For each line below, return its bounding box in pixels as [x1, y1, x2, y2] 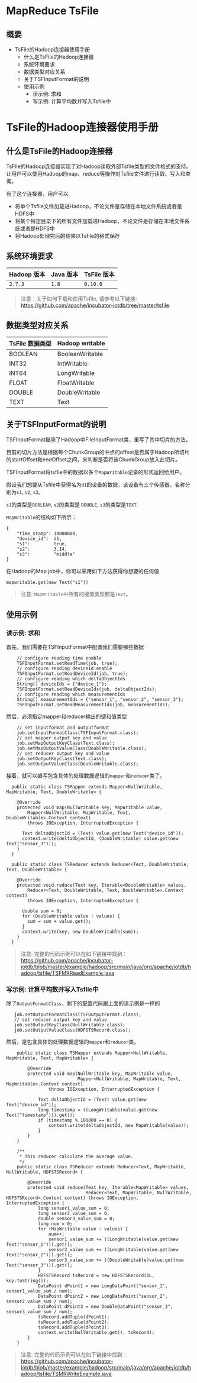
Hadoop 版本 [9, 270, 46, 279]
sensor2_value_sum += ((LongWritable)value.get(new [48, 1247, 179, 1253]
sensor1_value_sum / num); [6, 1288, 73, 1294]
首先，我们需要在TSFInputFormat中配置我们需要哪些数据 [6, 644, 144, 651]
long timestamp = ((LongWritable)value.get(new [37, 1107, 158, 1113]
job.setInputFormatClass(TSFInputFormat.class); [17, 730, 139, 736]
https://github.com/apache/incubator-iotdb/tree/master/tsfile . [20, 302, 171, 309]
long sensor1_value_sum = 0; [37, 1206, 110, 1211]
